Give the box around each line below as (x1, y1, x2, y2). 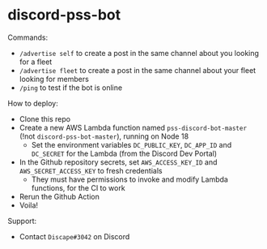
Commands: (7, 32, 49, 42)
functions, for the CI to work (31, 182, 126, 192)
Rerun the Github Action (19, 191, 100, 201)
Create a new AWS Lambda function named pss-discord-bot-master (19, 122, 248, 132)
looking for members (19, 74, 90, 84)
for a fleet (19, 57, 53, 67)
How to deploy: (7, 98, 58, 108)
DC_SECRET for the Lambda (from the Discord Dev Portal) (31, 148, 218, 158)
